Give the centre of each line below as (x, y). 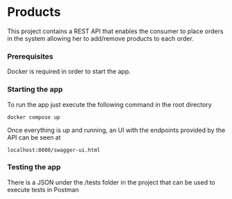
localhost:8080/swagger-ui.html (54, 150)
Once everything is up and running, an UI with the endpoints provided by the (116, 130)
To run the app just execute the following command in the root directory (110, 104)
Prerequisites (30, 56)
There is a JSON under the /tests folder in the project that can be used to (111, 182)
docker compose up (34, 117)
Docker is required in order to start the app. (69, 72)
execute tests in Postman (43, 189)
